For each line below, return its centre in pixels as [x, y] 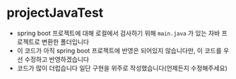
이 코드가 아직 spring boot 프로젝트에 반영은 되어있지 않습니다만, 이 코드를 [119, 50]
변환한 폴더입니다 [65, 42]
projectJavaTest [55, 13]
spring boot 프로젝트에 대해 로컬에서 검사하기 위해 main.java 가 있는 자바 [118, 33]
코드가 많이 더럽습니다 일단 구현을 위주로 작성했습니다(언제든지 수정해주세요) [122, 68]
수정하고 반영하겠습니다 [57, 59]
